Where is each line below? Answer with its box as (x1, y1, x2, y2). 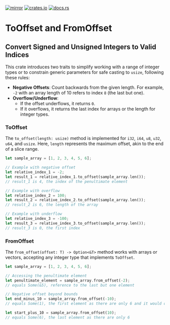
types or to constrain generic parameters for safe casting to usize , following (5, 69, 164, 75)
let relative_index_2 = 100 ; (5, 193, 67, 198)
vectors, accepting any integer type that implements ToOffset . (5, 254, 135, 260)
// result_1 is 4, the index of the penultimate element (5, 179, 128, 184)
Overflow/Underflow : (12, 95, 59, 101)
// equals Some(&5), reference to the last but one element (5, 283, 135, 288)
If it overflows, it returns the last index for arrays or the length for (20, 106, 156, 112)
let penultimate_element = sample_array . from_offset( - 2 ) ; (5, 278, 130, 283)
